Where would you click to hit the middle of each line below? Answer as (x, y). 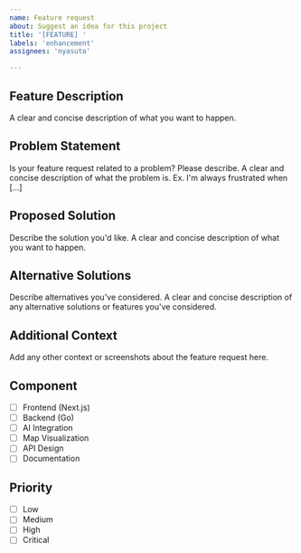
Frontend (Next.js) (56, 407)
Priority (31, 487)
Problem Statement (65, 146)
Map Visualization (56, 438)
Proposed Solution (62, 216)
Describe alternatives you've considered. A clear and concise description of (151, 297)
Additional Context (63, 335)
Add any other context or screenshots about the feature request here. (139, 358)
